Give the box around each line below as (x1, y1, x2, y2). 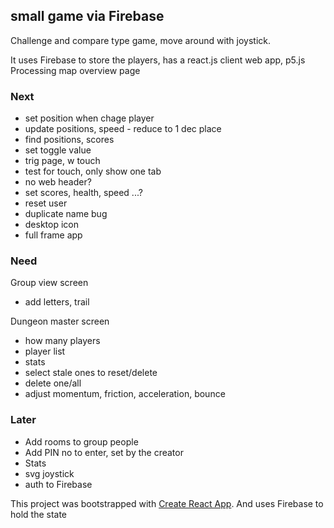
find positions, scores (24, 134, 115, 146)
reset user (24, 197, 68, 209)
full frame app (24, 229, 83, 241)
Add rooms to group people (24, 435, 139, 448)
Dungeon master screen (10, 315, 110, 328)
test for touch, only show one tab (24, 165, 162, 178)
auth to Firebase (24, 478, 93, 490)
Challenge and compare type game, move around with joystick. (10, 34, 272, 46)
